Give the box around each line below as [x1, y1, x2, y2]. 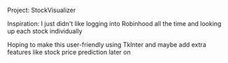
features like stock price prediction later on [7, 48, 131, 56]
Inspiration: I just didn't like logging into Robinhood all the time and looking [7, 20, 222, 27]
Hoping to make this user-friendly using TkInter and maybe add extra [7, 41, 206, 48]
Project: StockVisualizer [7, 6, 76, 14]
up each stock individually [7, 27, 83, 35]
